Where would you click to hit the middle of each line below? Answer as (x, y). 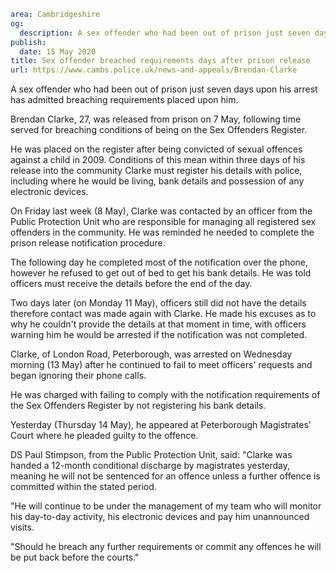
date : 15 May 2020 (58, 51)
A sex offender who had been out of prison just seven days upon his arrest (164, 89)
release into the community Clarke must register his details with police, (156, 171)
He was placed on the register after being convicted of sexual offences (156, 149)
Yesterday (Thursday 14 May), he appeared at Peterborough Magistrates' (161, 425)
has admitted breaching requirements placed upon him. (124, 100)
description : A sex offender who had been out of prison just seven (165, 33)
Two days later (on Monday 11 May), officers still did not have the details (158, 303)
